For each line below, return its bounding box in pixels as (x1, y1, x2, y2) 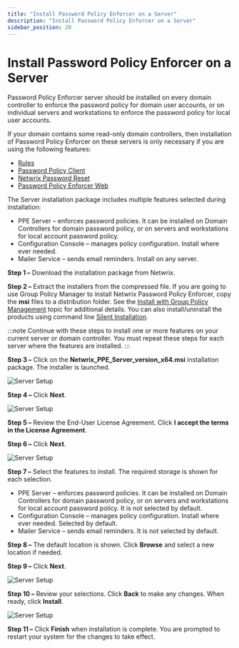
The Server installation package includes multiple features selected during (7, 196, 226, 204)
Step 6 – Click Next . (7, 440, 66, 448)
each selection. (7, 475, 53, 484)
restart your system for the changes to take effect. (7, 632, 156, 641)
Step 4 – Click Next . (7, 390, 66, 400)
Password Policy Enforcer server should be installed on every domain (7, 93, 212, 102)
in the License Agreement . (7, 426, 87, 435)
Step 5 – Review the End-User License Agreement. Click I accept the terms (7, 418, 230, 427)
